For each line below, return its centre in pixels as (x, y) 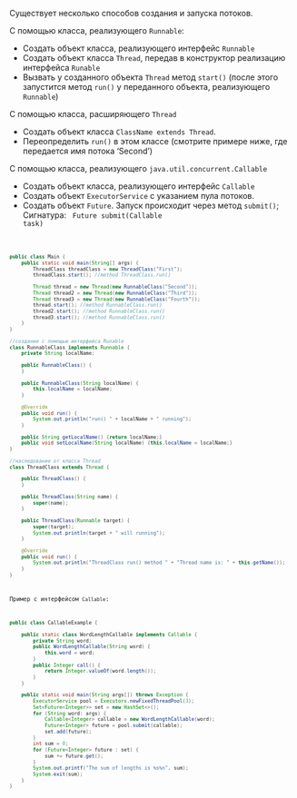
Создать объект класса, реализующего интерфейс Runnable (139, 48)
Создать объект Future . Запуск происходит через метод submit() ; (151, 205)
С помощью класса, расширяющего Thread (93, 114)
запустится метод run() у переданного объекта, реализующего (146, 87)
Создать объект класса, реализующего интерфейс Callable (139, 186)
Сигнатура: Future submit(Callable (92, 215)
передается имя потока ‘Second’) (87, 151)
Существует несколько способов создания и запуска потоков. (131, 13)
